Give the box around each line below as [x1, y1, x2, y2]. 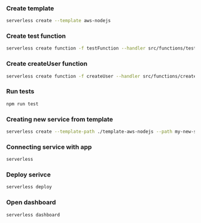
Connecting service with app [6, 142, 92, 151]
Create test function [6, 32, 66, 40]
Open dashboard [6, 198, 56, 207]
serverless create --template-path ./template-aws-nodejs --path [6, 129, 172, 135]
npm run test [6, 100, 39, 107]
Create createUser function [6, 60, 88, 68]
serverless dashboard [6, 212, 60, 218]
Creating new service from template [6, 115, 114, 123]
